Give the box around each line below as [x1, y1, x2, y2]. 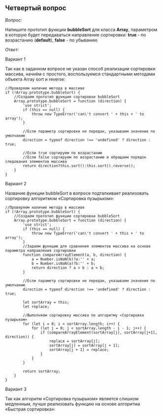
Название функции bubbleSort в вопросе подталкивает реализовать [5, 190, 149, 196]
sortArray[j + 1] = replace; [49, 347, 109, 352]
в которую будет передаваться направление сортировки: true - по [5, 32, 146, 37]
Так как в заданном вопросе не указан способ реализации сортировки [5, 66, 156, 71]
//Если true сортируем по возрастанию [23, 150, 102, 155]
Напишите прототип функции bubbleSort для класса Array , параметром [5, 27, 158, 33]
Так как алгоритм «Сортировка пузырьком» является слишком [5, 395, 139, 401]
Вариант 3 [5, 386, 27, 392]
